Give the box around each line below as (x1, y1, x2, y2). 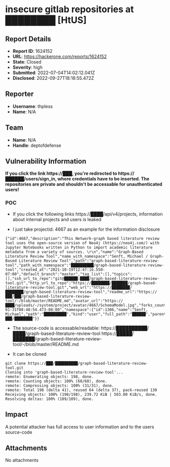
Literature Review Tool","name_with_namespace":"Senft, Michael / (5, 254, 148, 259)
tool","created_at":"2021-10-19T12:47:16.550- (5, 267, 105, 272)
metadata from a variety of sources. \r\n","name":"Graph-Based (5, 249, 144, 255)
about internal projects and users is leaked (12, 216, 102, 222)
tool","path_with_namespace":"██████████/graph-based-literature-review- (5, 263, 164, 268)
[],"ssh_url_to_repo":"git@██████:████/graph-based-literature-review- (5, 276, 159, 281)
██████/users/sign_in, (5, 176, 57, 182)
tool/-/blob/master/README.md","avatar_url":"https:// (5, 298, 123, 303)
